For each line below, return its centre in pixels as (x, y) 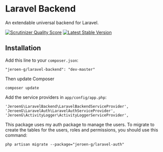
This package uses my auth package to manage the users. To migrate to (80, 124)
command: (16, 135)
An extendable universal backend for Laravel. (52, 23)
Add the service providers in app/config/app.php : (56, 97)
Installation (23, 48)
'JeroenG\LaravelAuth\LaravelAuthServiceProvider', (60, 111)
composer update (22, 88)
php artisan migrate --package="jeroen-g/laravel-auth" (65, 144)
